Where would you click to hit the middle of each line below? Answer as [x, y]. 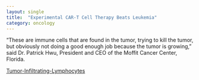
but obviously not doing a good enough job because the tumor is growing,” [99, 46]
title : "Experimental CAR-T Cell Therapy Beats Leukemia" [82, 17]
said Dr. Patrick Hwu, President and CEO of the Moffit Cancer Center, [92, 53]
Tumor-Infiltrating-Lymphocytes [46, 71]
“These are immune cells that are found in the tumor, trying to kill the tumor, [100, 40]
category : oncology [31, 23]
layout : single [25, 12]
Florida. [16, 59]
